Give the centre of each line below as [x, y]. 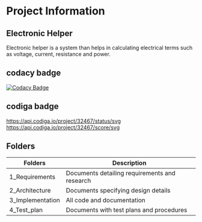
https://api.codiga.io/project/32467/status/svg [64, 121]
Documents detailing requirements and [121, 173]
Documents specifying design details [118, 191]
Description [129, 163]
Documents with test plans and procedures [127, 210]
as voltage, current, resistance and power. [59, 54]
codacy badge [34, 73]
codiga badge [32, 106]
